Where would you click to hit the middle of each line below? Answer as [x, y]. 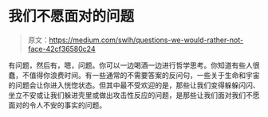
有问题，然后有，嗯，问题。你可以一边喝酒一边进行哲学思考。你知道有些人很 [134, 65]
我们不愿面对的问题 [71, 16]
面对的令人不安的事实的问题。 [57, 105]
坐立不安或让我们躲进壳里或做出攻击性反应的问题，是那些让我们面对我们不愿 [134, 95]
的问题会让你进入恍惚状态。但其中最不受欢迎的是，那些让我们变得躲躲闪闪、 [134, 85]
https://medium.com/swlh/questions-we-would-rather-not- [146, 40]
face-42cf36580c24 [61, 49]
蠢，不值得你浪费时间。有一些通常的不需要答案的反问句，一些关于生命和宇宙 [134, 75]
